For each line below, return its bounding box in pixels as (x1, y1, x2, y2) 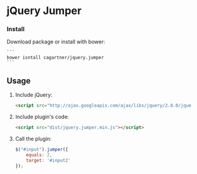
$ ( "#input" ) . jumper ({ (15, 146, 69, 153)
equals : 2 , (26, 152, 53, 158)
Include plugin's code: (15, 113, 69, 121)
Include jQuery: (15, 91, 53, 98)
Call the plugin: (15, 135, 52, 142)
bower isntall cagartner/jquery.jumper (6, 54, 104, 61)
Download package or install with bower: (6, 38, 105, 45)
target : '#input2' (26, 157, 71, 163)
